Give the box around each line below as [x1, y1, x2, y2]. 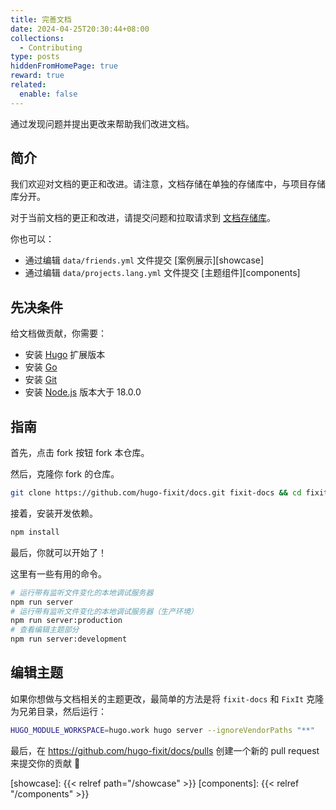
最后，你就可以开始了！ [10, 546, 107, 558]
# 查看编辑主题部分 [10, 625, 80, 635]
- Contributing [19, 42, 83, 53]
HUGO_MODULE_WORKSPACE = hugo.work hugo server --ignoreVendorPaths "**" [10, 725, 315, 735]
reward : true [10, 71, 65, 81]
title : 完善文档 [10, 14, 72, 25]
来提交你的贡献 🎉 [10, 757, 81, 769]
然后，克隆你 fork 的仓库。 [10, 468, 120, 480]
